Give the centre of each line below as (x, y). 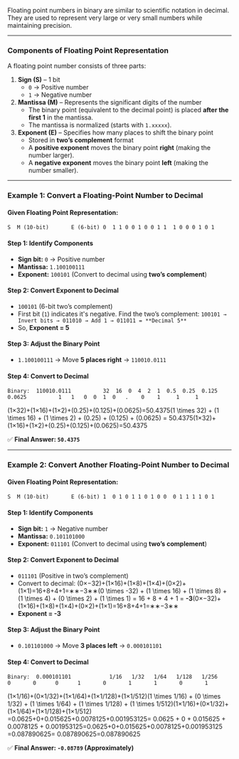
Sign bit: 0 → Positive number (61, 259)
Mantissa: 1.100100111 (51, 267)
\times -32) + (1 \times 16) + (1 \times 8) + (166, 590)
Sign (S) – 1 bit (39, 80)
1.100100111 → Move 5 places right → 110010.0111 (92, 360)
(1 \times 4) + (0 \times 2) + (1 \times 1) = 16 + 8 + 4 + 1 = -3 (105, 598)
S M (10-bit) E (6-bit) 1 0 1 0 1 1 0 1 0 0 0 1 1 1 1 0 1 (111, 497)
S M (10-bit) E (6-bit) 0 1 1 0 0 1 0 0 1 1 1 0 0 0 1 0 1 (111, 228)
